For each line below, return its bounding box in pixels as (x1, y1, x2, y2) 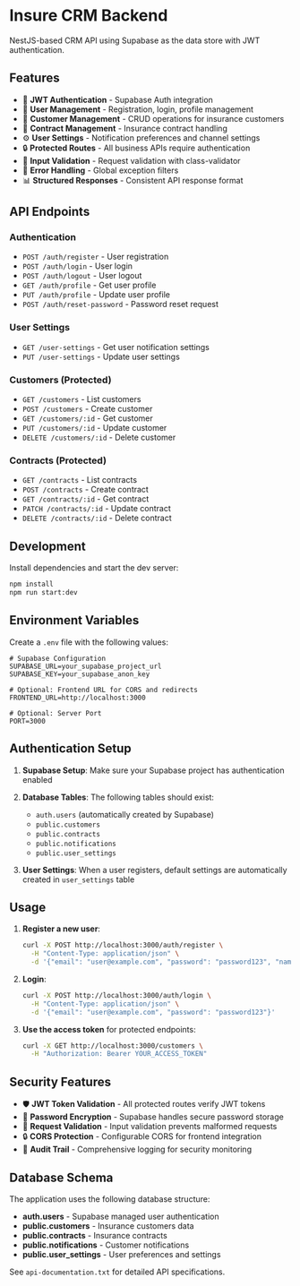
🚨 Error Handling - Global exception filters (21, 165, 179, 176)
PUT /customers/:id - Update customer (21, 423, 167, 433)
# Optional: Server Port (9, 708, 102, 717)
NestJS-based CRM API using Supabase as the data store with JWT (9, 35, 261, 46)
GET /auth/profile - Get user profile (21, 279, 157, 291)
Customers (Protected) (9, 373, 112, 386)
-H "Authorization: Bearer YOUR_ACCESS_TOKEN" (30, 1050, 208, 1059)
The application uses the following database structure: (9, 1193, 210, 1205)
